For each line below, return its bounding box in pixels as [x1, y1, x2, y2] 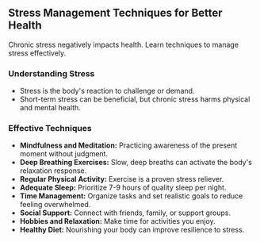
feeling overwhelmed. [19, 200, 91, 209]
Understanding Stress [8, 67, 95, 79]
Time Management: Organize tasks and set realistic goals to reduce [19, 191, 243, 201]
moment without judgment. [19, 149, 109, 159]
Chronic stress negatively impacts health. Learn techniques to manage [8, 40, 239, 49]
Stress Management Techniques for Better [8, 6, 224, 20]
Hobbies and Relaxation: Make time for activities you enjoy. [19, 217, 216, 226]
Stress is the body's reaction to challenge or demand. [19, 86, 195, 96]
